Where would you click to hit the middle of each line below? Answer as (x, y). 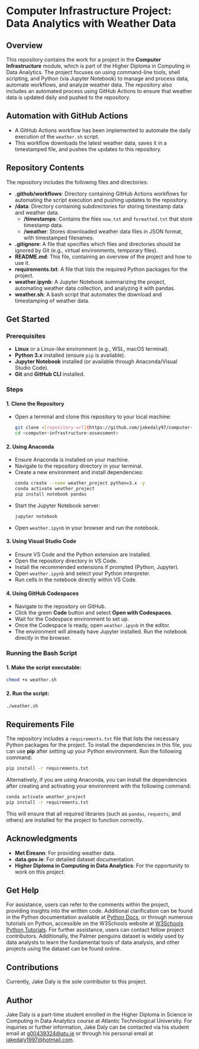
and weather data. (37, 212)
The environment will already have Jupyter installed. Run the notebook (101, 632)
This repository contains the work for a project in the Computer (84, 60)
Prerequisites (26, 336)
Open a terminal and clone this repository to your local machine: (93, 417)
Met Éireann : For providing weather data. (65, 853)
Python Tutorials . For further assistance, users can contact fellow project (95, 930)
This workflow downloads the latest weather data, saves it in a (91, 143)
